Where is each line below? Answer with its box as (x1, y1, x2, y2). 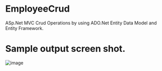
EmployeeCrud (5, 3, 70, 15)
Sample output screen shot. (5, 43, 126, 55)
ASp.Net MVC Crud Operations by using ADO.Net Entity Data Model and (5, 20, 157, 26)
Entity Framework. (5, 25, 44, 31)
